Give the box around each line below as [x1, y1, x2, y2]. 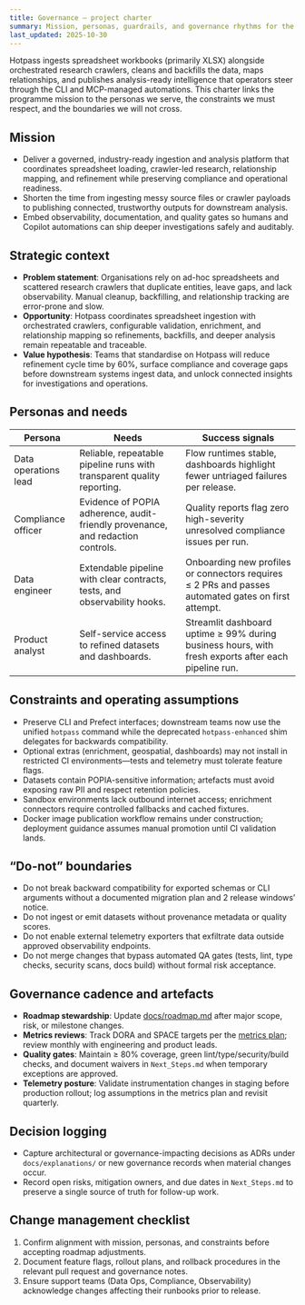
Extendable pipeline [79, 561, 164, 573]
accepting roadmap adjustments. [22, 1246, 147, 1257]
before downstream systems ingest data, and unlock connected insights [22, 369, 293, 379]
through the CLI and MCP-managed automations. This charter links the [9, 84, 274, 95]
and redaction [79, 529, 139, 542]
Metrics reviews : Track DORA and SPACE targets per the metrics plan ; [22, 1030, 288, 1041]
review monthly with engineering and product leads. [22, 1040, 218, 1051]
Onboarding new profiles [185, 555, 291, 568]
